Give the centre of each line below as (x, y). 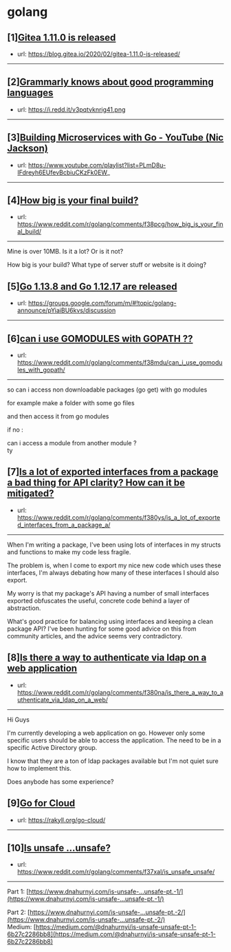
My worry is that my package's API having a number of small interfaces (108, 593)
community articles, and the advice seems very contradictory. (95, 636)
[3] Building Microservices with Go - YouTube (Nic (115, 138)
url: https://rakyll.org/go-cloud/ (61, 820)
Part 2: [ (19, 912)
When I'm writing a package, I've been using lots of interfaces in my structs (114, 545)
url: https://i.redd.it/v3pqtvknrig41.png (71, 109)
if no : (15, 430)
